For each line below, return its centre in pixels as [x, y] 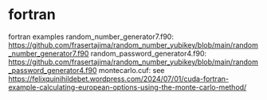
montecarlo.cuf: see [132, 70]
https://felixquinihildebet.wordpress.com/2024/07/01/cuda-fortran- [119, 79]
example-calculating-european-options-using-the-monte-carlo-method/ [128, 87]
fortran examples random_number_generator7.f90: [91, 37]
